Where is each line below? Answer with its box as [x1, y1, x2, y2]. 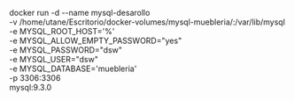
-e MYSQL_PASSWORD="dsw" [9, 45, 122, 55]
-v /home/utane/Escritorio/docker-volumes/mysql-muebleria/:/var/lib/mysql [9, 17, 286, 27]
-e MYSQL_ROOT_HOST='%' [9, 26, 115, 36]
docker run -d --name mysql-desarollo [9, 8, 151, 18]
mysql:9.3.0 [9, 83, 52, 92]
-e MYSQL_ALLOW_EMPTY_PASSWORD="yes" [9, 35, 182, 46]
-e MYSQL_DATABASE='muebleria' [9, 63, 137, 74]
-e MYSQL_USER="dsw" [9, 54, 99, 64]
